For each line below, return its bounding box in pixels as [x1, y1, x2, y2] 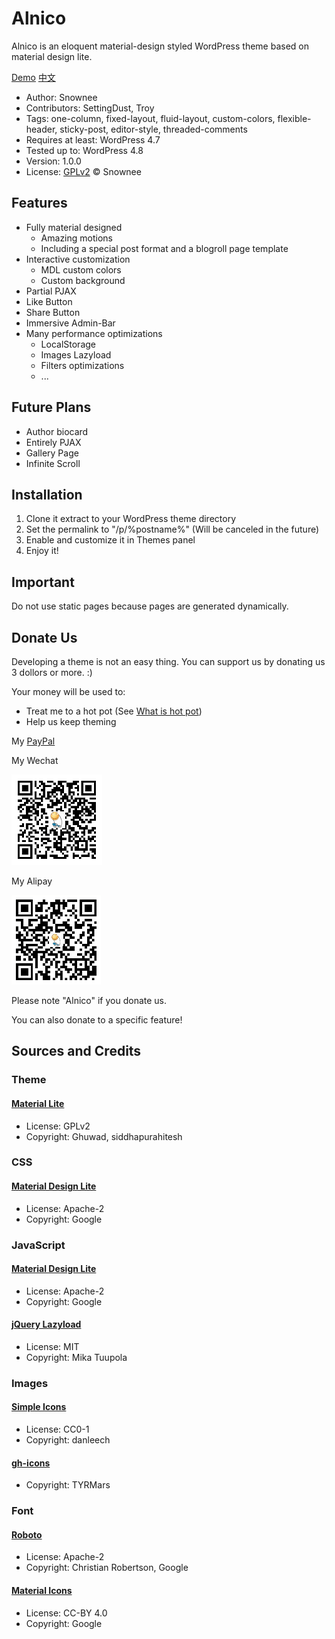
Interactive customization [25, 253, 131, 265]
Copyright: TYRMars [25, 1479, 111, 1491]
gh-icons [11, 1457, 51, 1469]
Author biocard [25, 425, 89, 437]
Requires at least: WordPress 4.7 [25, 133, 161, 146]
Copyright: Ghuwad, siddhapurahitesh [25, 1130, 183, 1142]
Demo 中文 [11, 71, 56, 83]
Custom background [40, 274, 126, 286]
